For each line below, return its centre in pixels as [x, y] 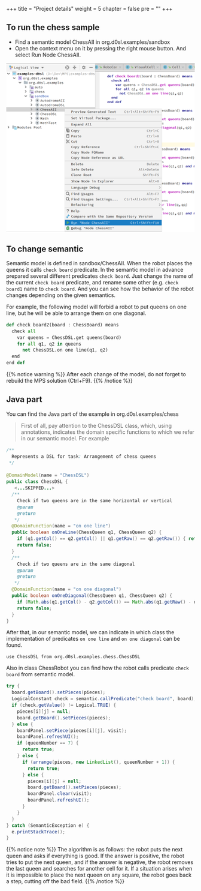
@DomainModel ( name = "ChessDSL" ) [48, 475]
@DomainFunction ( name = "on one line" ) [61, 526]
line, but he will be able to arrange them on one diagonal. [76, 313]
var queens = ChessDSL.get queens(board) [69, 337]
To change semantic [45, 249]
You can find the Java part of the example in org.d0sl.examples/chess [92, 414]
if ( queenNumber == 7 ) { [48, 743]
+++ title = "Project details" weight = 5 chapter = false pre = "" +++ [89, 9]
